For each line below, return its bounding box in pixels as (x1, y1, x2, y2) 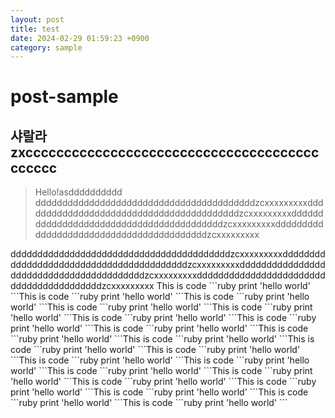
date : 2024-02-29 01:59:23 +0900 (10, 33, 150, 43)
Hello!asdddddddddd (34, 186, 123, 198)
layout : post (10, 14, 65, 25)
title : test (10, 24, 60, 34)
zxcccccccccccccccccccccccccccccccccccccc (10, 144, 320, 161)
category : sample (10, 42, 83, 53)
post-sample (10, 86, 119, 108)
